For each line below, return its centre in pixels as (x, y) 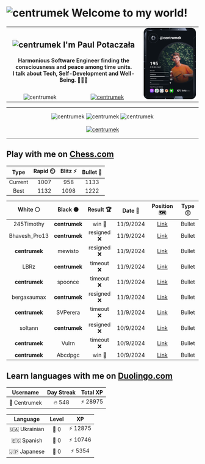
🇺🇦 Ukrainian (27, 429)
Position (162, 206)
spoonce (68, 282)
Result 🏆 (99, 210)
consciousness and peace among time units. (74, 67)
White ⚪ (29, 210)
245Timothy (29, 224)
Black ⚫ (68, 210)
